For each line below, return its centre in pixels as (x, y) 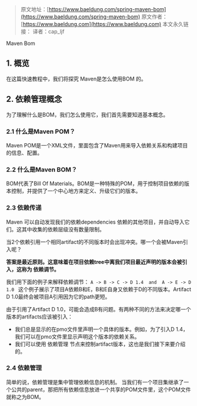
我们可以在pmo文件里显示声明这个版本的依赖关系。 (77, 336)
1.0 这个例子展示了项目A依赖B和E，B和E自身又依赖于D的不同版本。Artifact (99, 289)
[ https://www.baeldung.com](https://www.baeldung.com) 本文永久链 (104, 24)
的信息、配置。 (24, 153)
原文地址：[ (35, 9)
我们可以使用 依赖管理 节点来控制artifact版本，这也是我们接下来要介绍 (100, 344)
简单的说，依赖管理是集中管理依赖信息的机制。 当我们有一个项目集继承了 (95, 382)
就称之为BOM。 (25, 397)
